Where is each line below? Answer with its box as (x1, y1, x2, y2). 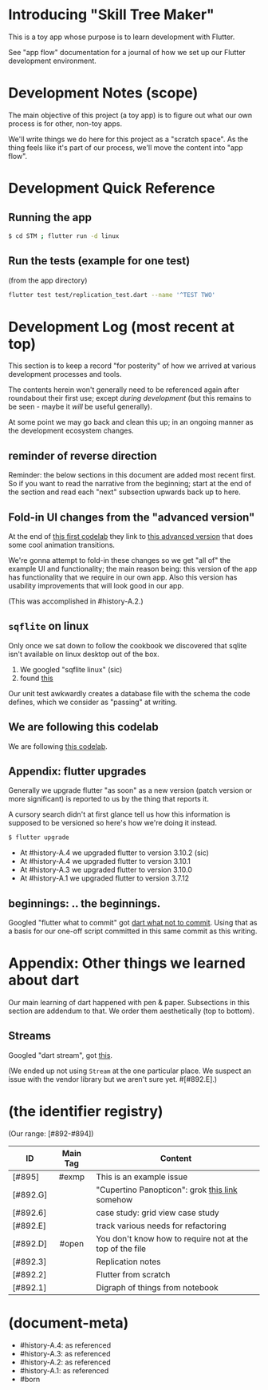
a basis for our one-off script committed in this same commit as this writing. (8, 926, 258, 936)
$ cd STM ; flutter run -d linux (8, 232, 120, 240)
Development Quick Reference (8, 180, 215, 197)
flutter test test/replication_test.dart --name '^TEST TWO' (8, 291, 216, 299)
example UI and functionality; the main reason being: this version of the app (8, 564, 258, 573)
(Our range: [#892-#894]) (8, 1128, 94, 1139)
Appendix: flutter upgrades (8, 765, 147, 778)
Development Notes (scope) (8, 84, 199, 102)
